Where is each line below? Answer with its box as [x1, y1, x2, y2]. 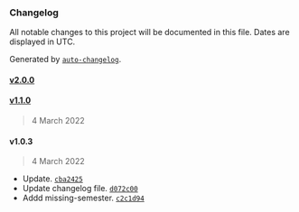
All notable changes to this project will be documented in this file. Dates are [9, 27, 291, 38]
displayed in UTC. [9, 36, 76, 47]
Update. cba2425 [22, 173, 83, 184]
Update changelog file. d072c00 [22, 183, 138, 194]
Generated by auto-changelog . [9, 54, 122, 65]
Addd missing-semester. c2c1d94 [22, 192, 145, 204]
